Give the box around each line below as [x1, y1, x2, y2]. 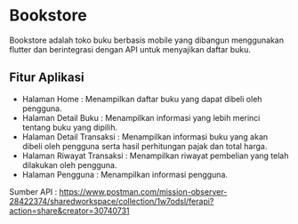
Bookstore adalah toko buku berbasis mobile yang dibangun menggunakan [9, 35, 285, 45]
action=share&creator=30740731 [9, 205, 131, 216]
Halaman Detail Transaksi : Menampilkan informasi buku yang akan [21, 131, 269, 142]
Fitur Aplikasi [9, 70, 85, 85]
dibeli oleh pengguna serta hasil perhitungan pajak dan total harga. [21, 140, 268, 151]
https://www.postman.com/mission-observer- [59, 186, 228, 196]
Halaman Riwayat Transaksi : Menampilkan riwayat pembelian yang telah [21, 150, 289, 161]
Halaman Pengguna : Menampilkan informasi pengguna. [21, 169, 229, 180]
